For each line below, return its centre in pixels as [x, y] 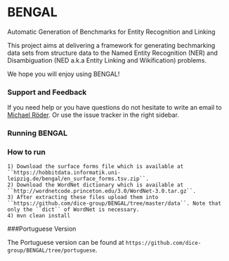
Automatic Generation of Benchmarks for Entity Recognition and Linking [111, 32]
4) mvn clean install [39, 216]
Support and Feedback [47, 92]
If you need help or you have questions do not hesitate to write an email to [115, 108]
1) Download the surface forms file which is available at [96, 167]
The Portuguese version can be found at [66, 243]
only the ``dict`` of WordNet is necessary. [73, 210]
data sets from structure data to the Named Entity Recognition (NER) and [112, 53]
